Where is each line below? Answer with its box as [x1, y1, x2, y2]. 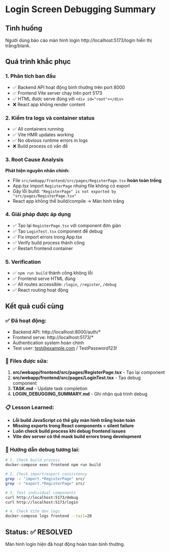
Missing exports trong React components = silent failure [12, 423, 134, 429]
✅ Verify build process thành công [12, 239, 85, 246]
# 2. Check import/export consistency [5, 472, 87, 477]
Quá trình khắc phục [5, 57, 71, 66]
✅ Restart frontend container [12, 245, 73, 251]
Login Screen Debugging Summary [5, 4, 156, 15]
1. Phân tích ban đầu [5, 73, 56, 80]
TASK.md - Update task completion [12, 385, 88, 391]
